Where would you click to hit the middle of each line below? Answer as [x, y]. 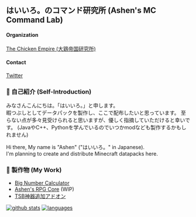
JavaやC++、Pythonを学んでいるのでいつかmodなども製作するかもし [103, 128]
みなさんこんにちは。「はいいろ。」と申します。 [62, 106]
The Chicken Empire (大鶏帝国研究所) [51, 49]
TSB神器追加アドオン [40, 196]
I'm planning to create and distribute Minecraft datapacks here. [82, 154]
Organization [22, 35]
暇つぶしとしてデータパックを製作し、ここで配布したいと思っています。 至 [96, 113]
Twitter [15, 75]
